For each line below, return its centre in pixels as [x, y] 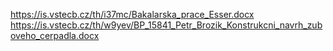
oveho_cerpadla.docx [55, 35]
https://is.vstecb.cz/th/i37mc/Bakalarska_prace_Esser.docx [132, 14]
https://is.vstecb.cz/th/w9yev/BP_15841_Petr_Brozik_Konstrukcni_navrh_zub [166, 25]
